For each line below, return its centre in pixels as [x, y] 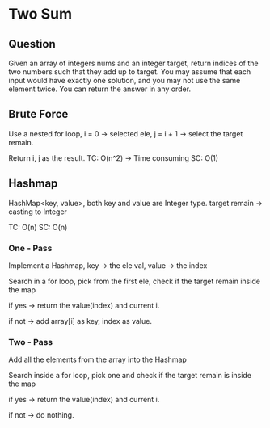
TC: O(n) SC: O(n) [38, 227]
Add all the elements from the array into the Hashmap [98, 359]
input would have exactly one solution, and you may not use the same [124, 80]
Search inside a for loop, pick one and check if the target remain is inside [130, 376]
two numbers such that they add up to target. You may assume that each [130, 72]
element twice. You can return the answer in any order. [100, 89]
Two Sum [40, 14]
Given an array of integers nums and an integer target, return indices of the [133, 63]
